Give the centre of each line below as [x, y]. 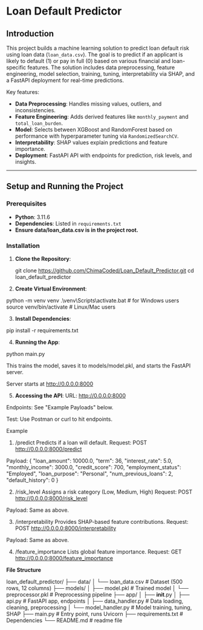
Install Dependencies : [43, 318]
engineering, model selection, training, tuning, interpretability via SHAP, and [101, 74]
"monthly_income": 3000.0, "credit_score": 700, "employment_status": [94, 467]
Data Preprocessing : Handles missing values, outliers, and [88, 104]
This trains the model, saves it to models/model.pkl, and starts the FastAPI [98, 366]
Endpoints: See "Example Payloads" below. [60, 407]
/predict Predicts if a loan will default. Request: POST [81, 442]
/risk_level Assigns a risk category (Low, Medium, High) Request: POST [104, 492]
